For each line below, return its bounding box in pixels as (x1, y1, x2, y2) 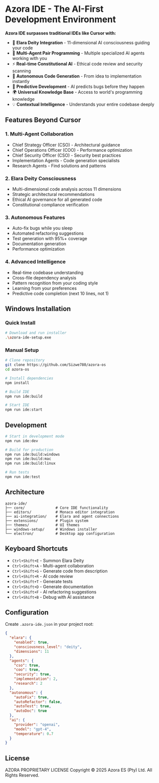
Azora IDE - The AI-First (5, 3, 104, 15)
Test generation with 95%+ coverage (12, 236, 88, 242)
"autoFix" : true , (14, 695, 49, 699)
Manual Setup (5, 346, 39, 353)
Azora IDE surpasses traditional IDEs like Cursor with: (5, 30, 116, 36)
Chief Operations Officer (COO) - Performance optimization (12, 147, 133, 153)
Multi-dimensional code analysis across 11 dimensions (12, 186, 121, 192)
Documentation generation (12, 241, 67, 247)
